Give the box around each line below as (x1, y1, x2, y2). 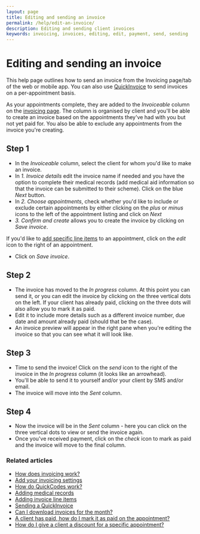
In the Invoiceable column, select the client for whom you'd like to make (14, 159, 192, 166)
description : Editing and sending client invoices (6, 25, 135, 32)
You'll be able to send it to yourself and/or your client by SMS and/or (14, 377, 184, 384)
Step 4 (6, 406, 32, 417)
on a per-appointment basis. (6, 89, 76, 96)
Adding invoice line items (14, 495, 77, 503)
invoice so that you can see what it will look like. (14, 330, 133, 338)
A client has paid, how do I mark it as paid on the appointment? (14, 514, 170, 521)
